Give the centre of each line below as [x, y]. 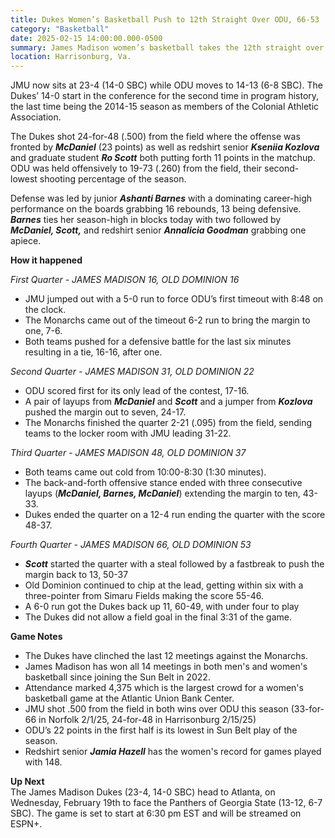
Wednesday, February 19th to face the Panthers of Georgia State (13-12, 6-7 [166, 803]
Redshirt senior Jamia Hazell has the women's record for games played [173, 752]
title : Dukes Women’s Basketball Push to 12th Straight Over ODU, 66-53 [165, 19]
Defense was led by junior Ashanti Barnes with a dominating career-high [161, 198]
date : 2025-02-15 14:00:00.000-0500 [86, 38]
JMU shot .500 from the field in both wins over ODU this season [156, 709]
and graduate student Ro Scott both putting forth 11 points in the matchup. [163, 158]
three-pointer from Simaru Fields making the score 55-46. [144, 596]
